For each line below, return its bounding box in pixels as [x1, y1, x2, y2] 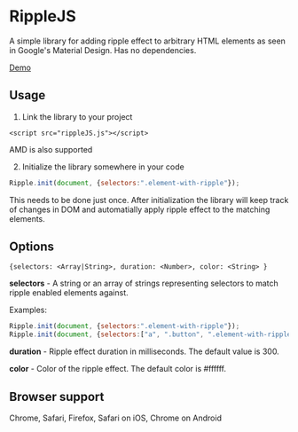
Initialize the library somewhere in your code [21, 161, 184, 172]
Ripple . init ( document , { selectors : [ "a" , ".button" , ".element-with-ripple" [9, 330, 295, 339]
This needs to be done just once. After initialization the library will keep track [9, 194, 289, 205]
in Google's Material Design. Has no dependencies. [9, 44, 197, 55]
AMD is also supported [9, 144, 93, 154]
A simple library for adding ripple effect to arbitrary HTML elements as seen [9, 35, 286, 46]
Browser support [9, 389, 105, 405]
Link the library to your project [21, 111, 133, 122]
